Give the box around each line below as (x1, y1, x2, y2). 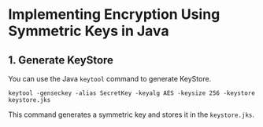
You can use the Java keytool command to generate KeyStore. (8, 74, 212, 83)
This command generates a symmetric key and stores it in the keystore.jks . (8, 110, 254, 119)
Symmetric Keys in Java (8, 22, 169, 40)
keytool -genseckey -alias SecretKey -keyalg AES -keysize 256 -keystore (8, 89, 256, 97)
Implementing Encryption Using (8, 5, 220, 24)
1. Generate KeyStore (8, 53, 114, 67)
